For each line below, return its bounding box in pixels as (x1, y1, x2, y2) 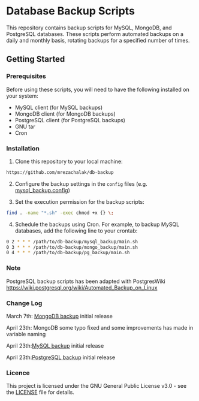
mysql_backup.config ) (14, 186, 70, 194)
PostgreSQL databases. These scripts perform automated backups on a (6, 30, 184, 37)
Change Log (6, 299, 43, 307)
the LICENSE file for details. (6, 388, 75, 396)
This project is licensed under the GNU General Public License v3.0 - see (6, 382, 187, 390)
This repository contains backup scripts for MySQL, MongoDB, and (6, 24, 172, 31)
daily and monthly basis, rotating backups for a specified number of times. (6, 37, 190, 44)
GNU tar (14, 123, 35, 130)
